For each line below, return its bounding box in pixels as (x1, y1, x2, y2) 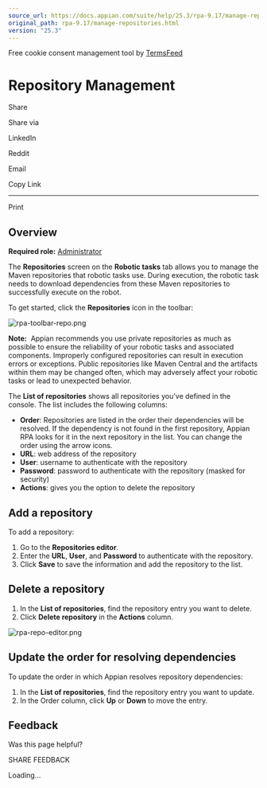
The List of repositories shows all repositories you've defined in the (8, 392, 231, 401)
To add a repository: (8, 527, 75, 536)
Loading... (8, 770, 41, 780)
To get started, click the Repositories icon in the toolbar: (8, 303, 194, 313)
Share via (8, 118, 40, 127)
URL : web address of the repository (19, 449, 137, 458)
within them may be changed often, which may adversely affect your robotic (8, 368, 258, 377)
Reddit (8, 149, 30, 158)
